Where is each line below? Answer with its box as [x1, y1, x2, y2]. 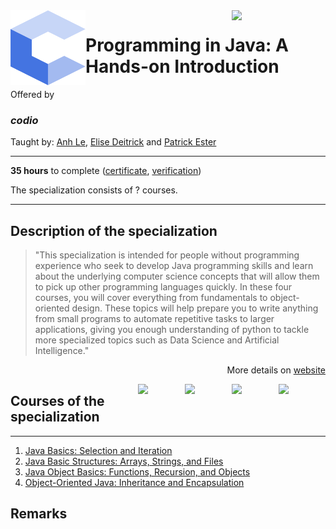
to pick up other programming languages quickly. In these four [34, 281, 293, 293]
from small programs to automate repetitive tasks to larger [34, 313, 275, 325]
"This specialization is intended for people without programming [34, 249, 300, 261]
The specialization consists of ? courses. [10, 184, 178, 196]
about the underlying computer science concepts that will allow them [34, 270, 320, 283]
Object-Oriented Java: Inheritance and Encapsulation [24, 476, 245, 488]
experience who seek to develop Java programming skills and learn [34, 260, 314, 272]
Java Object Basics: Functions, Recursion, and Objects [24, 465, 251, 478]
